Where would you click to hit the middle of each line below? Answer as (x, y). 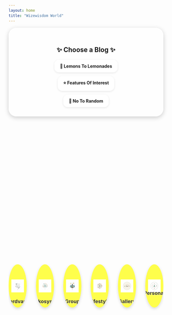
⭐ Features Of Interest (86, 83)
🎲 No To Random (86, 101)
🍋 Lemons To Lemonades (86, 66)
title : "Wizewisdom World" (36, 16)
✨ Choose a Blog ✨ (86, 50)
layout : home (22, 10)
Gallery (127, 301)
